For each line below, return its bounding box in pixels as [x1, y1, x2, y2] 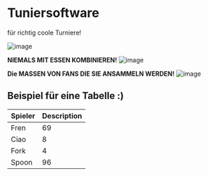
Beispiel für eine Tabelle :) [7, 90, 124, 102]
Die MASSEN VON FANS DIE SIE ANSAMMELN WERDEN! [7, 69, 175, 78]
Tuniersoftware [7, 5, 100, 21]
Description [42, 111, 82, 121]
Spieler [11, 111, 35, 121]
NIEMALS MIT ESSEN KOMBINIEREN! [7, 55, 118, 64]
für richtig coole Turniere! [7, 28, 82, 37]
